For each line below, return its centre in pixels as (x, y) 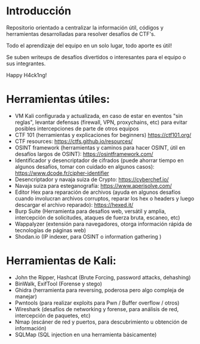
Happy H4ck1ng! (27, 75)
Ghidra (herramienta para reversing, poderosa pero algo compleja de (99, 290)
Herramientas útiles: (58, 99)
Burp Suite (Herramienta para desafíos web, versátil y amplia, (90, 211)
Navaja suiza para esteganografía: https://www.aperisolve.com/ (93, 185)
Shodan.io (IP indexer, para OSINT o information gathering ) (88, 236)
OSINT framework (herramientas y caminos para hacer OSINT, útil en (100, 147)
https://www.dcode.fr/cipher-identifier (62, 173)
